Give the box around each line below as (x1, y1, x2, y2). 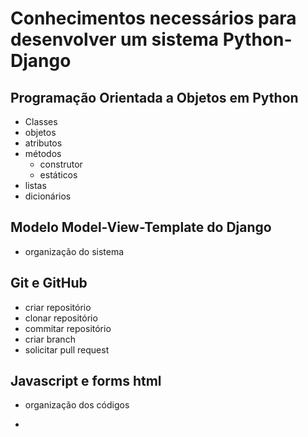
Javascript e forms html (10, 373, 162, 390)
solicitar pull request (24, 343, 110, 356)
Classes (24, 116, 58, 127)
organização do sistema (24, 245, 125, 257)
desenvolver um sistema (10, 28, 220, 51)
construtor (39, 158, 83, 170)
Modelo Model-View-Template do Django (10, 219, 272, 236)
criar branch (24, 333, 76, 345)
